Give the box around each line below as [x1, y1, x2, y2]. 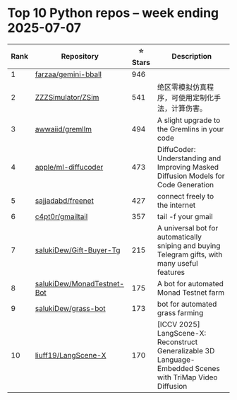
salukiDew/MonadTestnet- [35, 278, 125, 288]
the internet [157, 200, 196, 210]
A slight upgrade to [157, 115, 221, 125]
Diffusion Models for [157, 171, 225, 181]
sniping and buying [157, 240, 221, 250]
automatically [157, 232, 202, 242]
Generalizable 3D [157, 346, 215, 355]
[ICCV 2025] [157, 319, 201, 329]
